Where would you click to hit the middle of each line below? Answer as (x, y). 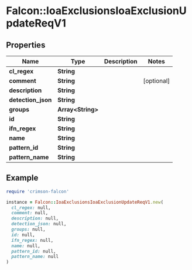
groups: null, (28, 230)
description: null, (35, 218)
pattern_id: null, (34, 251)
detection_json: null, (39, 224)
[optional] (157, 81)
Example (22, 178)
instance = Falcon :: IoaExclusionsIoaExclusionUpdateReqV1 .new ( (85, 202)
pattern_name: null (35, 256)
